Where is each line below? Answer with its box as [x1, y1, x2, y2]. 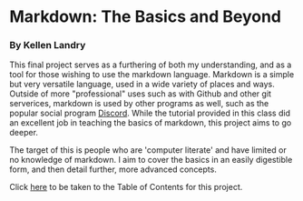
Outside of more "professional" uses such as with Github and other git [9, 88, 272, 99]
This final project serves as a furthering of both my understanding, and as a [9, 59, 292, 70]
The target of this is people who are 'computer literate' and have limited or [9, 145, 288, 156]
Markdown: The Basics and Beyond [9, 6, 281, 27]
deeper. [9, 127, 39, 138]
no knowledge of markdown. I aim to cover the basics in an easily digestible [9, 155, 293, 166]
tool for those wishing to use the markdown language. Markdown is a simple [9, 69, 295, 80]
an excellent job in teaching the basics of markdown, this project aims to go [9, 117, 292, 128]
